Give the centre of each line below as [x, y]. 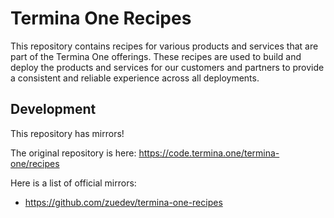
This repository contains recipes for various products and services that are [164, 46]
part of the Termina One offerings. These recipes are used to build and [156, 56]
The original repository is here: [73, 153]
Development [53, 109]
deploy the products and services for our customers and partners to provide [167, 67]
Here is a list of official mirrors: [73, 183]
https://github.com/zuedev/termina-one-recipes [123, 202]
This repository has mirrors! [67, 133]
